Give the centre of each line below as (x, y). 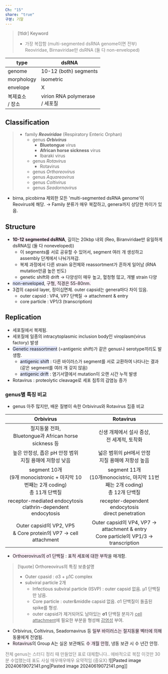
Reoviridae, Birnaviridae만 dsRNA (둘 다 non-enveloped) (82, 50)
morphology (22, 79)
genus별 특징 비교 (26, 394)
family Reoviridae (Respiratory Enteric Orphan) (73, 134)
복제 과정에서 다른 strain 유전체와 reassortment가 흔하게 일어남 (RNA (88, 264)
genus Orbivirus (49, 140)
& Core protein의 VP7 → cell (45, 533)
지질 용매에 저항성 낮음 (45, 461)
